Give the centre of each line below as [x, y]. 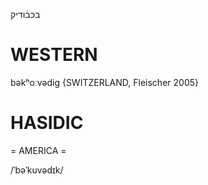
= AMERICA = [38, 150]
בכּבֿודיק [25, 14]
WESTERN [54, 55]
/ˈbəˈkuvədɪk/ [37, 170]
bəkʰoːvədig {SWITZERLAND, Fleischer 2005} [104, 82]
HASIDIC [47, 123]
